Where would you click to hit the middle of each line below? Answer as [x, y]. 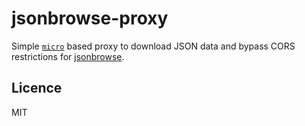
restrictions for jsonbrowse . [68, 56]
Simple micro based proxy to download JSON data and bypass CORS [153, 46]
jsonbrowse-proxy [90, 18]
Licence [37, 88]
